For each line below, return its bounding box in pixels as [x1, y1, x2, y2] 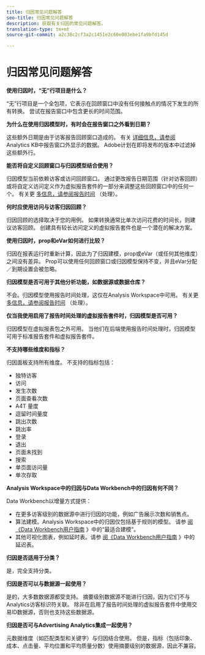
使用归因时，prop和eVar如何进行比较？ [6, 237, 106, 244]
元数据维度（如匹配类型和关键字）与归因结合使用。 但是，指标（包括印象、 [6, 635, 196, 642]
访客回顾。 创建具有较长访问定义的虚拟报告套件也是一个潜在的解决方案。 [11, 224, 196, 232]
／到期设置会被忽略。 [6, 265, 60, 273]
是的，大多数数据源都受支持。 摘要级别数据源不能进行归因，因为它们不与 [6, 593, 190, 600]
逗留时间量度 [15, 410, 48, 417]
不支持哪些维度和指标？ [6, 346, 65, 353]
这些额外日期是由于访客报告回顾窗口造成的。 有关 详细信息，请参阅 [6, 134, 176, 141]
